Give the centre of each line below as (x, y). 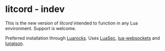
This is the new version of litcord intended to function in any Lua (71, 23)
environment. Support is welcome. (41, 28)
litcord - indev (35, 9)
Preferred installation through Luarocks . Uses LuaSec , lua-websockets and (83, 38)
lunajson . (15, 43)
